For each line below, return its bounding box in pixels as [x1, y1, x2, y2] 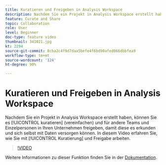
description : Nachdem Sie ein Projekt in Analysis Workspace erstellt [5, 12, 154, 17]
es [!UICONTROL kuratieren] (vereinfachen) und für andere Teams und [5, 120, 149, 126]
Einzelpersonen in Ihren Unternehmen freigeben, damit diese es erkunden [5, 125, 156, 131]
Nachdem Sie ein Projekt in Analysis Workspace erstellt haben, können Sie [5, 114, 157, 121]
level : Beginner [5, 30, 39, 35]
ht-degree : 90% [5, 62, 37, 67]
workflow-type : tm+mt [5, 53, 50, 58]
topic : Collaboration [5, 21, 50, 26]
